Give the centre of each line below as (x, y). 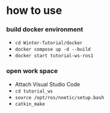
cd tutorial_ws (34, 91)
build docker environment (45, 30)
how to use (34, 11)
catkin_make (30, 104)
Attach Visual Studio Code (47, 84)
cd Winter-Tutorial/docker (49, 43)
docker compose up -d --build (53, 50)
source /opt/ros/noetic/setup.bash (60, 97)
